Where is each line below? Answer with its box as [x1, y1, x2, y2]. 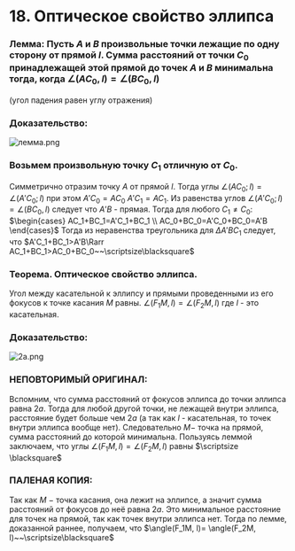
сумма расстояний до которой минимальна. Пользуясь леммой [9, 431, 252, 442]
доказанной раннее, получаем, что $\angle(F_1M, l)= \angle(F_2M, [9, 523, 257, 533]
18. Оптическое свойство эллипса [9, 6, 275, 27]
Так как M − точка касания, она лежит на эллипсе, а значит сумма [9, 494, 262, 505]
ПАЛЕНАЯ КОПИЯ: [9, 474, 93, 486]
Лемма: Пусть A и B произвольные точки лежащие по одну [9, 38, 280, 50]
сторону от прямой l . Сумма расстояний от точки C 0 [9, 49, 250, 63]
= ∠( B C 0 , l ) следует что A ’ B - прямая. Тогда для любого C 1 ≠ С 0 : [9, 204, 253, 217]
